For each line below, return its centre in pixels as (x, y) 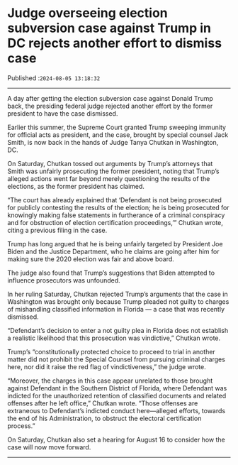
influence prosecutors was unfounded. (64, 280)
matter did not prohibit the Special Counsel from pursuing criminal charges (116, 359)
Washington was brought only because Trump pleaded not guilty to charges (118, 301)
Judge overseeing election (87, 13)
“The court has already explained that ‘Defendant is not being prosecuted (114, 199)
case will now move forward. (49, 447)
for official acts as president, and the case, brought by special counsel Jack (118, 135)
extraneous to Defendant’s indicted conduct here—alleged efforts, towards (116, 410)
